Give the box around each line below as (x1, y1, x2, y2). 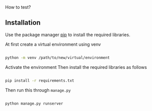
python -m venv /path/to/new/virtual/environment (5, 55, 110, 60)
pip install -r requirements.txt (5, 78, 75, 83)
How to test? (5, 4, 31, 10)
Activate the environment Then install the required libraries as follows (5, 64, 148, 70)
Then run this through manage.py (5, 87, 71, 93)
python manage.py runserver (5, 101, 64, 106)
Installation (5, 18, 41, 27)
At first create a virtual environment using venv (5, 41, 101, 47)
